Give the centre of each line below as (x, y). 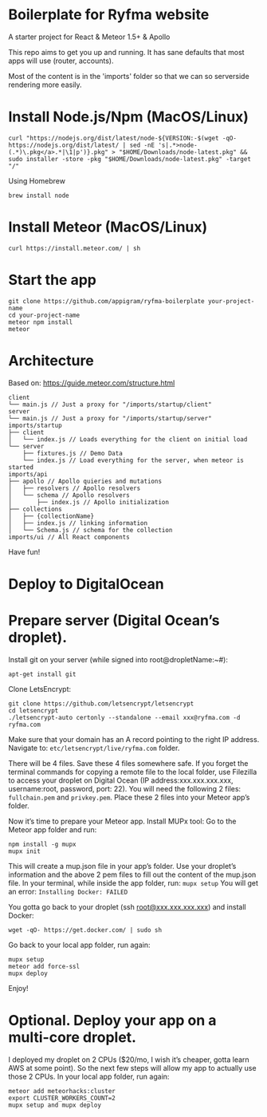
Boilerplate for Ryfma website (109, 15)
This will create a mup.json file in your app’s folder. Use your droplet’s (122, 866)
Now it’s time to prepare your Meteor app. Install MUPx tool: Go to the (122, 821)
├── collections (35, 509)
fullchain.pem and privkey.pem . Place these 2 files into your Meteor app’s (129, 797)
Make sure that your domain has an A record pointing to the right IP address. (134, 739)
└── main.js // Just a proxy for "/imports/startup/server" (110, 418)
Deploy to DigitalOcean (86, 584)
